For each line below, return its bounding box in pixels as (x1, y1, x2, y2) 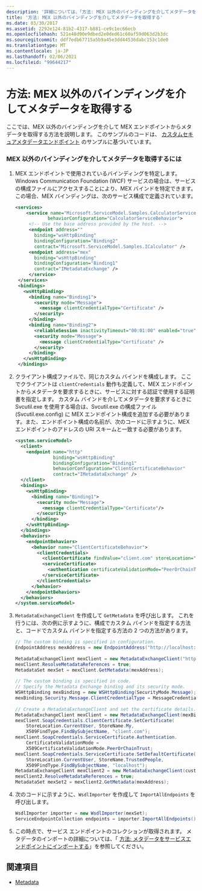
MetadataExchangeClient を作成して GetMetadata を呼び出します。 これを (14, 612, 194, 619)
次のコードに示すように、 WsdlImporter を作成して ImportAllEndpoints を (14, 791, 196, 798)
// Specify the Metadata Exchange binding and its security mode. (14, 684, 186, 690)
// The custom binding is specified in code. (14, 678, 131, 684)
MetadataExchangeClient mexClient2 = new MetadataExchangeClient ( (14, 768, 186, 774)
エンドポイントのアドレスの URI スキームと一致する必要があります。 (14, 426, 185, 433)
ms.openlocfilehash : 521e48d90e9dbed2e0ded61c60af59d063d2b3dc (6, 31, 169, 37)
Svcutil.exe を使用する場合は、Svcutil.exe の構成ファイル (14, 403, 157, 411)
